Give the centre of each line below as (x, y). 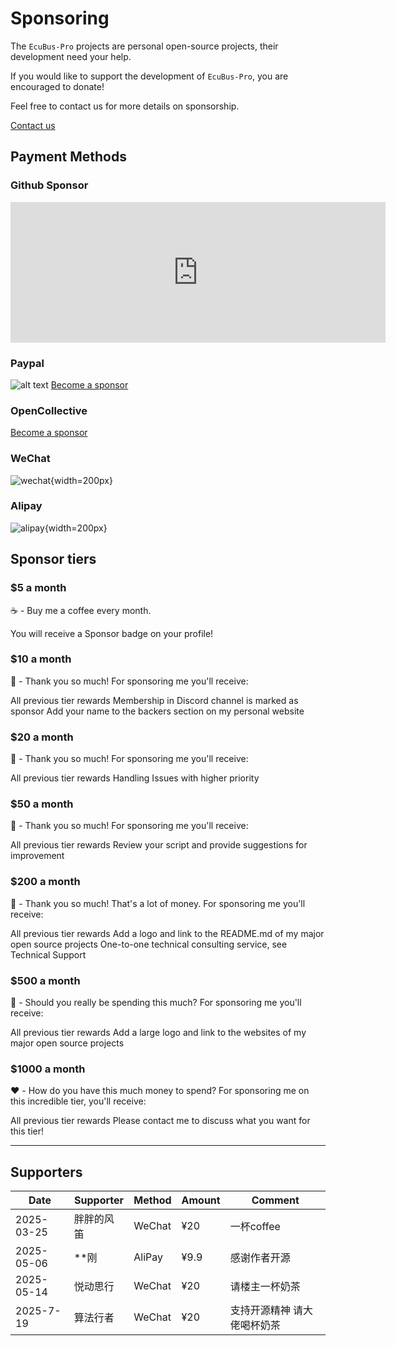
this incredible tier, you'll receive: (78, 1101)
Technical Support (48, 954)
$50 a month (42, 804)
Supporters (46, 1172)
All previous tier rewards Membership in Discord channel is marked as (154, 700)
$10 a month (41, 659)
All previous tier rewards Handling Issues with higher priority (135, 778)
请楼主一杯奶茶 (265, 1287)
